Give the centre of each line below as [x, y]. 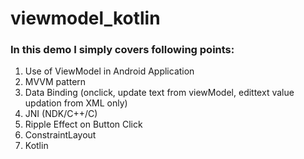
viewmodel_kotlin [85, 18]
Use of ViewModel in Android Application [109, 71]
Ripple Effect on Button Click [83, 124]
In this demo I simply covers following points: [122, 50]
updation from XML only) [76, 103]
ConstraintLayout [60, 135]
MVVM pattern [55, 82]
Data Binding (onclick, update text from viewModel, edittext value [159, 93]
